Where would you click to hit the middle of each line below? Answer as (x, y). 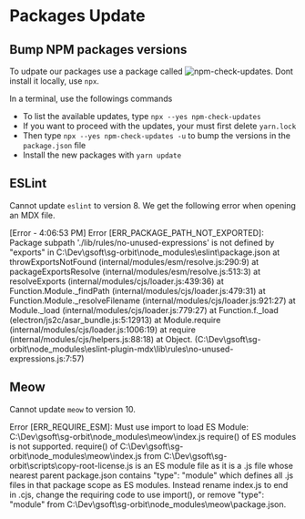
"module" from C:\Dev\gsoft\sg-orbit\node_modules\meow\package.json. (148, 504)
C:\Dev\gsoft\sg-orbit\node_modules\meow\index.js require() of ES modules (153, 436)
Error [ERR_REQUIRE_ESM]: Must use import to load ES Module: (129, 427)
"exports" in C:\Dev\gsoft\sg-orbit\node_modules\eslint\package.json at (145, 252)
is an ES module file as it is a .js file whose (214, 465)
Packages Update (77, 16)
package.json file (54, 145)
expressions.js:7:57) (47, 358)
